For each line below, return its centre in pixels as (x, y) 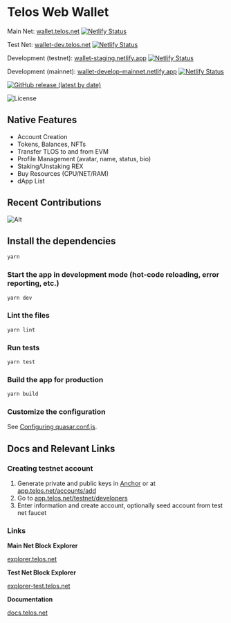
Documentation (30, 599)
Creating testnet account (50, 468)
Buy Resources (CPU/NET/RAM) (63, 173)
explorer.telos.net (32, 559)
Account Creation (42, 136)
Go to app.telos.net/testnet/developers (72, 498)
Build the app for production (55, 379)
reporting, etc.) (33, 283)
